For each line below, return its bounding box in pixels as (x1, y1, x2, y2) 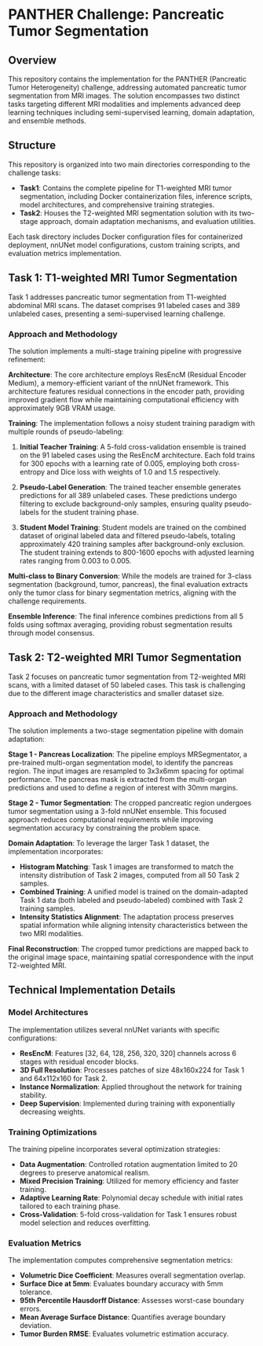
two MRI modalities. (19, 929, 84, 938)
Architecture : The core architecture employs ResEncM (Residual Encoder (8, 369, 247, 379)
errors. (19, 1304, 42, 1314)
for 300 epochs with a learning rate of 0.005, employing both (19, 458, 217, 468)
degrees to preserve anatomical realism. (19, 1168, 151, 1178)
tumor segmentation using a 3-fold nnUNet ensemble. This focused (8, 807, 227, 816)
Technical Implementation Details (8, 984, 176, 997)
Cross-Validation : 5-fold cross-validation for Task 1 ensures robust (19, 1210, 237, 1219)
